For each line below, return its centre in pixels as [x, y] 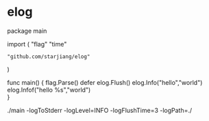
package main [27, 31]
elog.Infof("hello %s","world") [49, 90]
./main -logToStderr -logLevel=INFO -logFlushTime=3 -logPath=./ [100, 110]
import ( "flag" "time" [37, 44]
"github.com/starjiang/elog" [49, 56]
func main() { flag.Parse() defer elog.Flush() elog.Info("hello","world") [105, 82]
